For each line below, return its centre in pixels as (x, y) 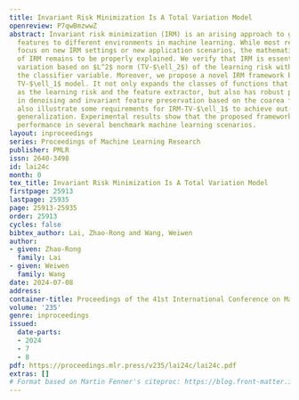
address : (25, 290)
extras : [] (29, 374)
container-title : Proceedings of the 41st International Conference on (145, 299)
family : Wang (41, 274)
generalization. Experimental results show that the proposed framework (155, 117)
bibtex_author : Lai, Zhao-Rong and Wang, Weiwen (101, 233)
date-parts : (40, 332)
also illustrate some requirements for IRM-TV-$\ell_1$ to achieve (145, 109)
